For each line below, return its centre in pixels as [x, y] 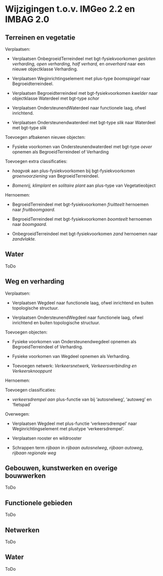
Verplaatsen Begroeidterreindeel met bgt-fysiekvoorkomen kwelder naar [85, 93]
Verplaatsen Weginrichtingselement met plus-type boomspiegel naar [81, 78]
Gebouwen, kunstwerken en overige [61, 468]
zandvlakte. [24, 239]
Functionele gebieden [39, 503]
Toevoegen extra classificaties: [36, 161]
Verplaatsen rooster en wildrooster [47, 438]
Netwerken [22, 530]
